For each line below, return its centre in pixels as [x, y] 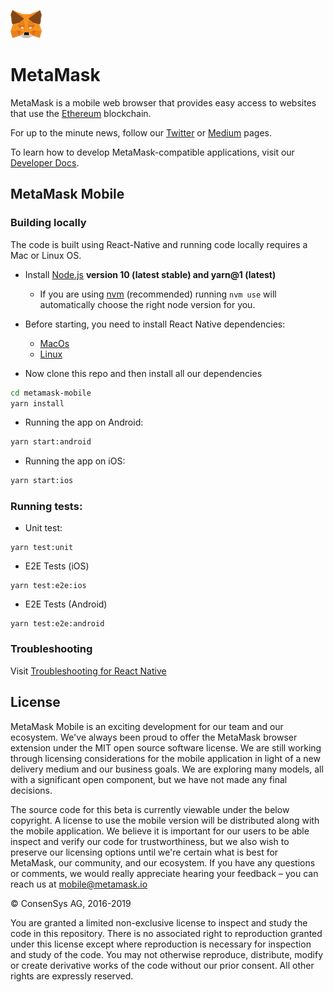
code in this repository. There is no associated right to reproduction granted [166, 933]
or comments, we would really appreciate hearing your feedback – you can [164, 873]
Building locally [48, 223]
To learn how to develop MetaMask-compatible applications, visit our [152, 152]
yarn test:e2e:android [57, 624]
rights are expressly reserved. [72, 976]
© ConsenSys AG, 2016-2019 [71, 903]
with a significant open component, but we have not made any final [149, 779]
